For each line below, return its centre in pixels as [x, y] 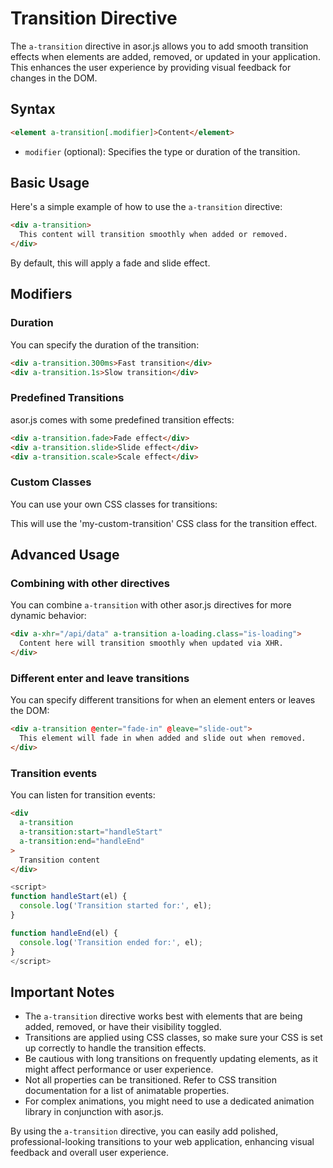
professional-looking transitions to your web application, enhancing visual [162, 1142]
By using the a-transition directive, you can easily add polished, [144, 1131]
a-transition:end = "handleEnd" [82, 841]
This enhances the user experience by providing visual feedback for [151, 67]
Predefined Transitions [67, 398]
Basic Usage [50, 183]
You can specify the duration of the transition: [105, 344]
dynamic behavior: [48, 616]
